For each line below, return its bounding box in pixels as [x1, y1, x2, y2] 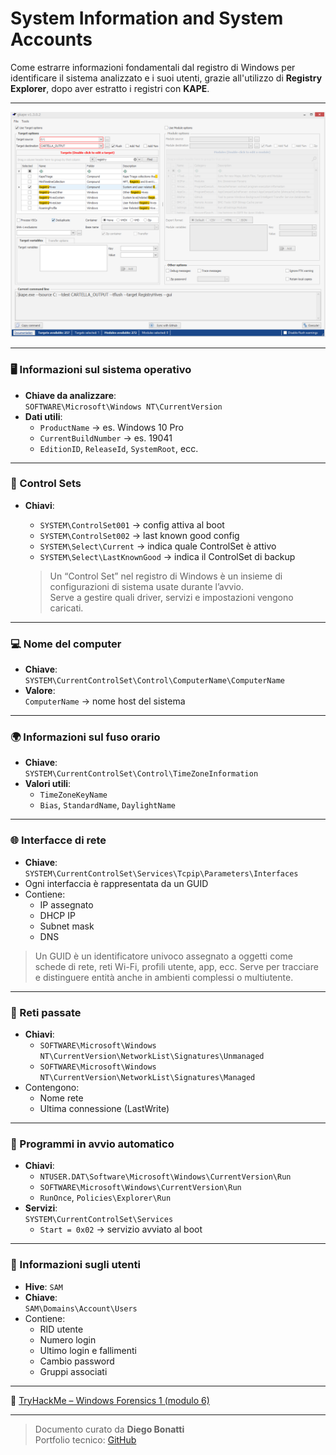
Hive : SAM [24, 1280, 63, 1292]
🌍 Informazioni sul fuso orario [10, 730, 161, 744]
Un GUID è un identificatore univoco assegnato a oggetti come [34, 950, 293, 962]
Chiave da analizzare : [24, 389, 117, 401]
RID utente [39, 1323, 84, 1335]
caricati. [49, 602, 84, 614]
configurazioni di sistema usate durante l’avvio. [49, 580, 245, 592]
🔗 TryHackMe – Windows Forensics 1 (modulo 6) [10, 1394, 210, 1406]
